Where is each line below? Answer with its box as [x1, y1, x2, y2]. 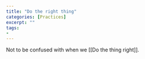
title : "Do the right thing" [6, 8, 77, 15]
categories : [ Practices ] [6, 14, 66, 20]
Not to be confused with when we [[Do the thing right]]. [6, 46, 140, 53]
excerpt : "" [6, 19, 35, 25]
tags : [6, 25, 19, 31]
